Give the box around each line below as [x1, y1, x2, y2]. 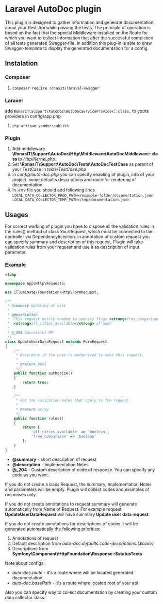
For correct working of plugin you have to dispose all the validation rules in [5, 223, 154, 229]
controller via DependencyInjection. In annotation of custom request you [5, 234, 150, 240]
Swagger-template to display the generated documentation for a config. [5, 45, 149, 51]
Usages [5, 210, 29, 219]
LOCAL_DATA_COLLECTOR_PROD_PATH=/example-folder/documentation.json [12, 193, 154, 198]
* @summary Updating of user [7, 303, 66, 308]
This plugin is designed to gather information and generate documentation [5, 19, 154, 25]
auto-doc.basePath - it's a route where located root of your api [12, 580, 138, 586]
